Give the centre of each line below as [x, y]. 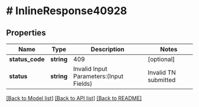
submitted [162, 80]
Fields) [83, 84]
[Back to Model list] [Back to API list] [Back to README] [74, 98]
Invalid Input [90, 69]
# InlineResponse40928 [67, 11]
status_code [27, 59]
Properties [26, 33]
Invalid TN [162, 72]
